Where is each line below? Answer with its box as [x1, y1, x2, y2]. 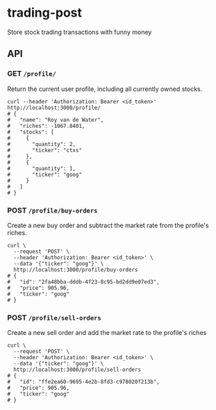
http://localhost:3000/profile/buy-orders [13, 266, 138, 273]
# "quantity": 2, [7, 140, 76, 147]
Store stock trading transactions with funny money [7, 28, 152, 36]
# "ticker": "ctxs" [7, 147, 82, 154]
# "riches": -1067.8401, [7, 122, 85, 129]
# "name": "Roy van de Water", [7, 116, 104, 123]
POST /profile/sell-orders [7, 313, 102, 322]
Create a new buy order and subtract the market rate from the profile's [7, 221, 210, 229]
